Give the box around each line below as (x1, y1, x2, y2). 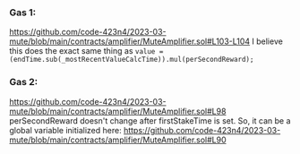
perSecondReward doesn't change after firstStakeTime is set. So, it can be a (9, 115, 291, 126)
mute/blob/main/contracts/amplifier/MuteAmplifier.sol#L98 (9, 106, 227, 116)
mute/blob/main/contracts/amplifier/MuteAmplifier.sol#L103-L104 (9, 36, 251, 47)
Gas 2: (9, 76, 39, 89)
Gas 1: (9, 6, 37, 19)
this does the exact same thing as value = (9, 46, 164, 56)
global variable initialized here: (9, 124, 123, 135)
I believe (252, 36, 284, 47)
